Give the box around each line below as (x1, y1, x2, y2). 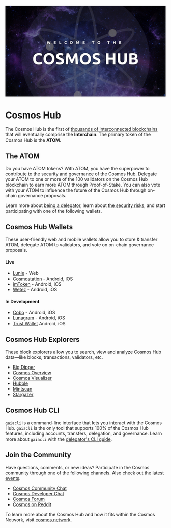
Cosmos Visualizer (12, 375, 52, 381)
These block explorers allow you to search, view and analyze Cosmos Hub (5, 349, 161, 355)
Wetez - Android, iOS (12, 287, 58, 293)
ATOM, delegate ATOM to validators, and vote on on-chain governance (5, 242, 154, 248)
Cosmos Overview (12, 370, 52, 376)
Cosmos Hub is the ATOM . (5, 137, 61, 143)
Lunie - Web (12, 270, 39, 277)
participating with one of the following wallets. (5, 208, 102, 214)
